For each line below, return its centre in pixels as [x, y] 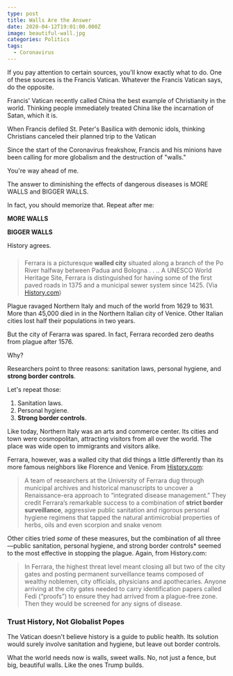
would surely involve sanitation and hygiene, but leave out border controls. [114, 644]
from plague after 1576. [40, 341]
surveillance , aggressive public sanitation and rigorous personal [117, 510]
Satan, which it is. [32, 115]
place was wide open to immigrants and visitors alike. [84, 446]
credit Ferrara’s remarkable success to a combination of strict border [123, 503]
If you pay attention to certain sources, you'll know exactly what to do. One [115, 72]
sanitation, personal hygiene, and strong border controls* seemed [127, 545]
